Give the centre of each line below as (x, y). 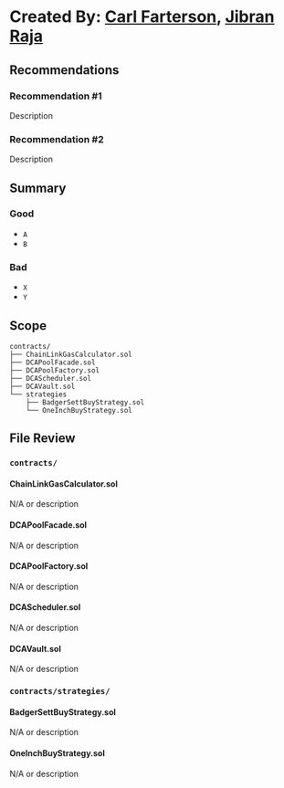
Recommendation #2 (57, 139)
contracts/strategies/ (60, 692)
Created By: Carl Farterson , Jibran (142, 17)
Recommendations (64, 70)
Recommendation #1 (56, 96)
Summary (38, 188)
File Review (42, 439)
